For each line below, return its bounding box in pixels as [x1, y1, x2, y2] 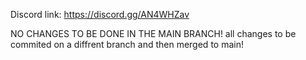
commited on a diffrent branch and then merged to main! [10, 39, 244, 50]
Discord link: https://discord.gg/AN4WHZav [10, 9, 190, 20]
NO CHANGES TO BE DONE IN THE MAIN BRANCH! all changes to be [10, 28, 297, 39]
